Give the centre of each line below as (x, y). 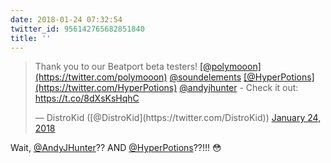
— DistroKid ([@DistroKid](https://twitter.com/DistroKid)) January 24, (178, 118)
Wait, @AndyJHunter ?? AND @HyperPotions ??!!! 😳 (116, 148)
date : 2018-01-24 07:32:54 (66, 19)
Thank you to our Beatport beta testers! (116, 67)
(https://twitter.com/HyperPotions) (106, 88)
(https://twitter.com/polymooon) (101, 77)
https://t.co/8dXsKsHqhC (87, 98)
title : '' (31, 38)
